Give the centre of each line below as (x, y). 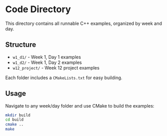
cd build (14, 120)
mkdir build (18, 115)
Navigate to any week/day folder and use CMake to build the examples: (80, 106)
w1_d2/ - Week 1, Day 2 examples (47, 62)
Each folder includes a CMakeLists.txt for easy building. (64, 78)
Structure (21, 45)
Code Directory (38, 9)
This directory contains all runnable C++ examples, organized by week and (84, 23)
